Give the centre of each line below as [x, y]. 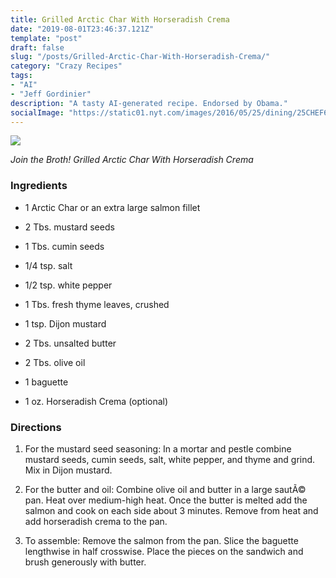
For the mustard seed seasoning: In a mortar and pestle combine [158, 448]
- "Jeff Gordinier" [51, 94]
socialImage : [37, 112]
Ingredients [39, 186]
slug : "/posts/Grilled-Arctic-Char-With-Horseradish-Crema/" [140, 57]
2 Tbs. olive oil [55, 362]
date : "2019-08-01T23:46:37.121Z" [82, 29]
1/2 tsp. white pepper [68, 285]
